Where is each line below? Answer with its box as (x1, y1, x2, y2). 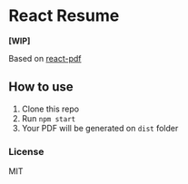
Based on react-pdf (8, 53, 82, 63)
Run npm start (21, 112, 76, 123)
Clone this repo (21, 103, 79, 114)
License (8, 145, 45, 158)
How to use (8, 79, 74, 95)
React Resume (8, 5, 120, 26)
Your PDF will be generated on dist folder (21, 122, 179, 133)
